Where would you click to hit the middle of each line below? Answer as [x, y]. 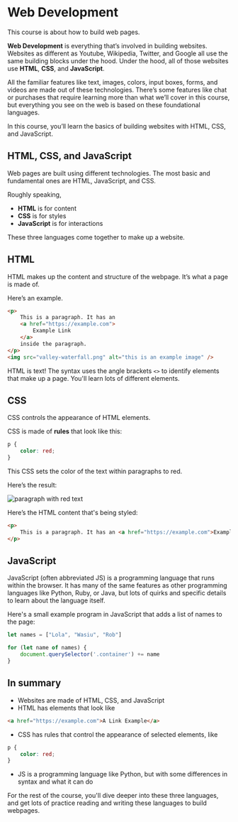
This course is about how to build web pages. [74, 32]
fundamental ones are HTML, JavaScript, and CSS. [81, 180]
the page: [21, 622]
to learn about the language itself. [56, 600]
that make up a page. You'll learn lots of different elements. [93, 378]
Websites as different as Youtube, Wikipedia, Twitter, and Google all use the [118, 53]
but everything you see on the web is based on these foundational [104, 104]
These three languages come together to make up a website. [96, 237]
